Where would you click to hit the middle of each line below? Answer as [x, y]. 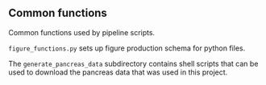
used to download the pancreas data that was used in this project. [118, 72]
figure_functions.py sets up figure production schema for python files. [127, 48]
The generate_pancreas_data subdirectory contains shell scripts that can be [133, 63]
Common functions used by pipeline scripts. [82, 32]
